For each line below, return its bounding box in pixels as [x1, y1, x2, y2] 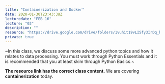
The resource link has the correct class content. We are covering [5, 68, 139, 74]
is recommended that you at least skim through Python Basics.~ [5, 58, 135, 64]
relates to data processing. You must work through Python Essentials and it [5, 53, 157, 59]
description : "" [5, 26, 38, 30]
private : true [5, 35, 34, 40]
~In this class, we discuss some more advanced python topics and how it [5, 48, 153, 54]
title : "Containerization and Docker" [5, 7, 84, 12]
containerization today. [5, 73, 53, 79]
